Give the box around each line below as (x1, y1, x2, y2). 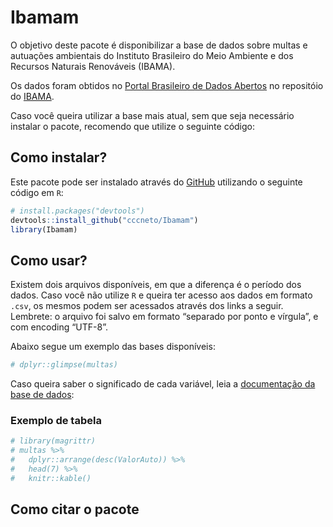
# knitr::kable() (10, 473, 92, 483)
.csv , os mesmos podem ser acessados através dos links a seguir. (10, 300, 284, 312)
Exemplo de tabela (10, 413, 102, 427)
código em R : (10, 186, 64, 198)
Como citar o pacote (10, 501, 140, 518)
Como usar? (10, 252, 88, 269)
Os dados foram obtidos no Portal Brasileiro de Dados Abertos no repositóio (10, 79, 324, 91)
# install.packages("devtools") (10, 206, 145, 216)
